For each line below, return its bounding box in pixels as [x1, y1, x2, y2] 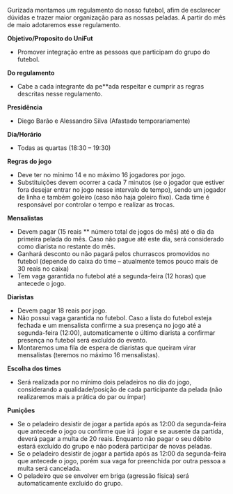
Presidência [7, 103, 43, 111]
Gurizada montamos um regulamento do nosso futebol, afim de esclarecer [7, 6, 220, 14]
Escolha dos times [7, 364, 61, 373]
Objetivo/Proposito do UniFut [7, 34, 93, 43]
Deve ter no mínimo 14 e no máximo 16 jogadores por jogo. [17, 171, 186, 179]
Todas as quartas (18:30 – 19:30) [17, 144, 111, 152]
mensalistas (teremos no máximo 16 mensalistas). [17, 351, 160, 359]
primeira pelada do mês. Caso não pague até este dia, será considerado [17, 235, 225, 243]
